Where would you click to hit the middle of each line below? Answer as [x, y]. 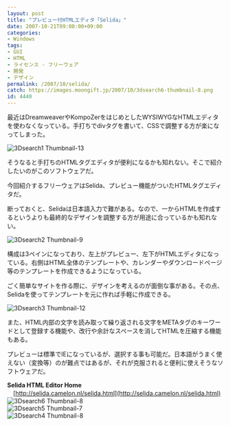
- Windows [21, 39]
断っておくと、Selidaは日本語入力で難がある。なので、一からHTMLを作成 [111, 209]
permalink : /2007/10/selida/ [49, 84]
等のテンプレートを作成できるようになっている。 [76, 271]
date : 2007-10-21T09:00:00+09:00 [55, 26]
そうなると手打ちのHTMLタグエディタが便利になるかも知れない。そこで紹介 [115, 162]
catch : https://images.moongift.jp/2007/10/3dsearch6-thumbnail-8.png [110, 90]
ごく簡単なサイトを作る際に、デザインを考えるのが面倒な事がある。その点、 [115, 286]
